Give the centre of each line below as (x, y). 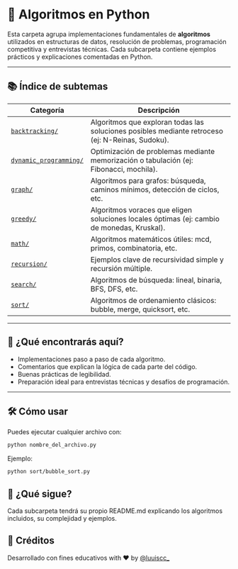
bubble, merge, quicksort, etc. (140, 309)
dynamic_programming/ (47, 160)
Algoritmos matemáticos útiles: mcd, (151, 239)
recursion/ (29, 264)
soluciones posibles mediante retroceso (157, 131)
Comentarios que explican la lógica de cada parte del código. (107, 366)
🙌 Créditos (31, 541)
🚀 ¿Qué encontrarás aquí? (66, 342)
